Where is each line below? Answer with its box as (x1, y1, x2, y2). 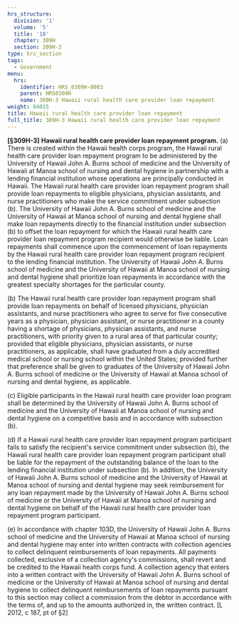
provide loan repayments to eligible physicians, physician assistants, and (7, 189, 221, 198)
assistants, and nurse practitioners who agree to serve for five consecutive (7, 309, 228, 317)
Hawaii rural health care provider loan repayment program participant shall (7, 450, 226, 459)
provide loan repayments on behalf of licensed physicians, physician (7, 301, 208, 310)
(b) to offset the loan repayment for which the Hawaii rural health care (7, 227, 212, 235)
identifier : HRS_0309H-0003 (20, 83, 103, 91)
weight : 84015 (7, 103, 50, 111)
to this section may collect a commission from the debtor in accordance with (7, 593, 232, 601)
